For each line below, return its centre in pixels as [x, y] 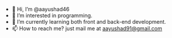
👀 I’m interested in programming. [52, 15]
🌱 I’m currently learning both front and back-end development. [89, 22]
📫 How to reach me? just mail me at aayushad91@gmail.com [87, 28]
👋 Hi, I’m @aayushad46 [41, 9]
